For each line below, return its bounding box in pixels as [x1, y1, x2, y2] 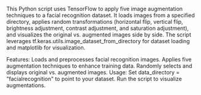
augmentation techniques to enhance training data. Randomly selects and [6, 62, 192, 69]
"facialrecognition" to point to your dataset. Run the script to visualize [6, 76, 182, 82]
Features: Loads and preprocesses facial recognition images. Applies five [6, 56, 192, 63]
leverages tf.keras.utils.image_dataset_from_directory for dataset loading [6, 38, 190, 44]
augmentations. [6, 82, 46, 89]
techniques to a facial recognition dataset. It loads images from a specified [6, 12, 195, 19]
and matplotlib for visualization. [6, 44, 86, 51]
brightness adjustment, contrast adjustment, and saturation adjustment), [6, 24, 189, 32]
